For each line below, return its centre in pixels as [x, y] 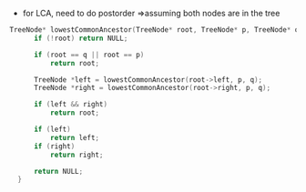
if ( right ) [54, 146]
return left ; [75, 137]
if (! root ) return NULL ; [81, 38]
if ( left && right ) [70, 105]
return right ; [76, 155]
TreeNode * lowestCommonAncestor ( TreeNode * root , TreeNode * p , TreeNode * [150, 30]
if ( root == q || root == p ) [89, 55]
